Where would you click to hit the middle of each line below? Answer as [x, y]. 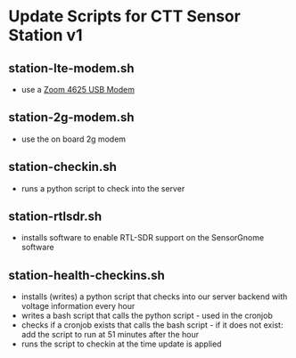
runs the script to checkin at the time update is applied [121, 344]
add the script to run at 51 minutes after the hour [110, 335]
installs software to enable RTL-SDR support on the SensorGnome [143, 238]
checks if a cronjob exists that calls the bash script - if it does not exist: [152, 325]
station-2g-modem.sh [71, 118]
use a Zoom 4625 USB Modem [78, 89]
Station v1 [45, 35]
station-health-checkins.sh [87, 275]
